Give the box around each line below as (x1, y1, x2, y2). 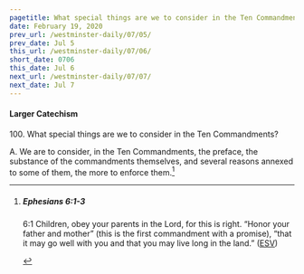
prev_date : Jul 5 (9, 38, 75, 48)
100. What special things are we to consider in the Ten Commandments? (9, 128, 279, 139)
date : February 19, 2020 (9, 22, 103, 31)
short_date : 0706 (9, 55, 75, 64)
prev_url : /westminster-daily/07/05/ (9, 30, 152, 39)
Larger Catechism (9, 109, 79, 119)
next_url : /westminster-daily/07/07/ (9, 72, 152, 81)
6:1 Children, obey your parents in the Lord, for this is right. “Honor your (22, 219, 290, 230)
